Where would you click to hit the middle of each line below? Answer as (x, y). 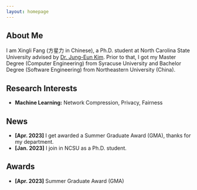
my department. (34, 142)
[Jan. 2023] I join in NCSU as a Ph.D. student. (71, 148)
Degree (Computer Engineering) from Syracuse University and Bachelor (94, 63)
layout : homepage (28, 12)
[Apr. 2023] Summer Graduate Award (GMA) (69, 181)
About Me (25, 36)
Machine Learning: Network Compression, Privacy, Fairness (89, 103)
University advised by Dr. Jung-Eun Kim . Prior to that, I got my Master (91, 57)
